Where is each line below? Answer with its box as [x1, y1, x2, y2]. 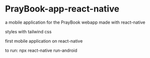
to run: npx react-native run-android [5, 47, 77, 53]
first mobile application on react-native [5, 38, 83, 44]
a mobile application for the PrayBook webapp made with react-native [5, 19, 146, 25]
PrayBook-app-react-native [5, 3, 119, 14]
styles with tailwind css [5, 29, 52, 34]
